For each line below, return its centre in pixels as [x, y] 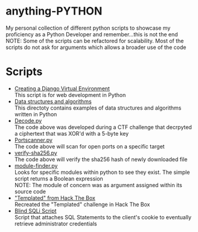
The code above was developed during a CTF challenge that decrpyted [103, 127]
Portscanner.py [33, 140]
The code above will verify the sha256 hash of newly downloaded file [101, 159]
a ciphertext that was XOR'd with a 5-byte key [72, 133]
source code [30, 191]
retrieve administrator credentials [56, 224]
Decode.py [28, 121]
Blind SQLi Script [35, 211]
